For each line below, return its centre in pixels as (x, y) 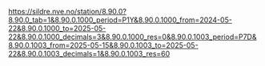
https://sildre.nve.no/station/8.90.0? (67, 12)
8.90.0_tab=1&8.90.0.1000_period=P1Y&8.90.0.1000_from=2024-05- (120, 20)
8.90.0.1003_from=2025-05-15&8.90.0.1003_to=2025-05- (103, 45)
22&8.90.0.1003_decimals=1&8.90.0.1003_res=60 (89, 54)
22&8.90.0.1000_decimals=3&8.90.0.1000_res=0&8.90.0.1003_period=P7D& (132, 37)
